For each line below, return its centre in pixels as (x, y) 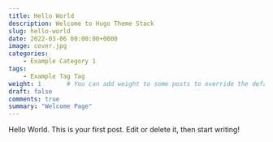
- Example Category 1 (59, 62)
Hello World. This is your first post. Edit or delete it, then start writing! (124, 130)
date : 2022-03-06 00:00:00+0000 (63, 39)
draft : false (30, 91)
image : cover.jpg (38, 46)
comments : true (34, 99)
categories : (28, 54)
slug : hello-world (39, 31)
